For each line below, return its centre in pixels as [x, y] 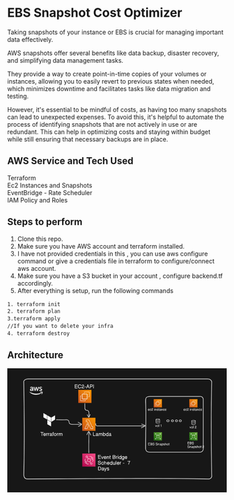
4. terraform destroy [39, 334]
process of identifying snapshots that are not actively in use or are [102, 124]
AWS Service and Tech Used [70, 161]
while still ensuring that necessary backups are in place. [88, 139]
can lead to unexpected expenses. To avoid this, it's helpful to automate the [116, 117]
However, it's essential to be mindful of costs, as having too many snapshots [117, 109]
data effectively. [30, 39]
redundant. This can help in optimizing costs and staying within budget [109, 132]
